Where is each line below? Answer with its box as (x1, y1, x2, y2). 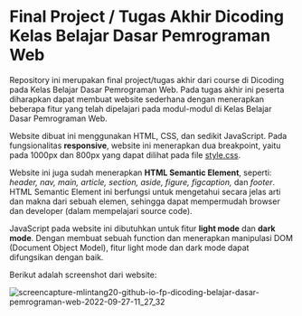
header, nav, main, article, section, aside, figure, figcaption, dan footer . (9, 176, 276, 187)
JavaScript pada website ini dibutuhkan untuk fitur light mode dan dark (9, 223, 276, 234)
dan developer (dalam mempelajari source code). (9, 205, 193, 216)
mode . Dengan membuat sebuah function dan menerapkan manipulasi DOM (9, 232, 294, 243)
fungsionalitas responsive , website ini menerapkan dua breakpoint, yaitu (9, 140, 281, 151)
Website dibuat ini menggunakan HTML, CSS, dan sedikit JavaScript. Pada (9, 130, 288, 141)
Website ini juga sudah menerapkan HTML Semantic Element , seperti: (9, 167, 272, 178)
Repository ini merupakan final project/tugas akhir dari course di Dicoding (9, 74, 285, 85)
